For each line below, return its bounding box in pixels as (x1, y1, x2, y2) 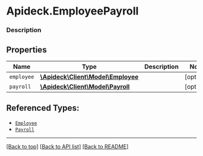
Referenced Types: (6, 103, 80, 113)
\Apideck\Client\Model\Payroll (40, 82, 130, 91)
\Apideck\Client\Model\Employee (40, 73, 139, 81)
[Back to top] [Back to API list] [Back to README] (6, 143, 129, 150)
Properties (6, 44, 47, 55)
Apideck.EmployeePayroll (6, 4, 139, 18)
